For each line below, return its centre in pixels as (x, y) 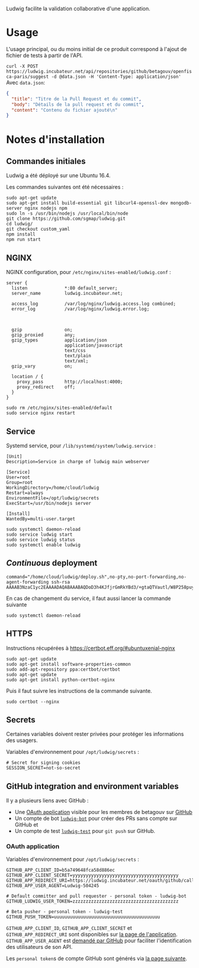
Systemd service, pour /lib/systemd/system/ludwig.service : (81, 445)
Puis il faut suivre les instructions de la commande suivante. (79, 691)
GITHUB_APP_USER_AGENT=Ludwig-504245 (53, 886)
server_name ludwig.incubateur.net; (67, 294)
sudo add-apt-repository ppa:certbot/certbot (63, 669)
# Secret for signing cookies (44, 763)
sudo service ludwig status (41, 540)
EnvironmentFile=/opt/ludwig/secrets (53, 498)
